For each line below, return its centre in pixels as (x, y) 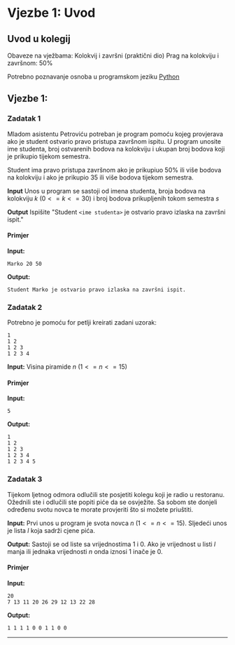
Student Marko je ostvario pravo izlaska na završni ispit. (97, 290)
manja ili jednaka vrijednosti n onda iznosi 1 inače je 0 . (85, 551)
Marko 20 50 (24, 264)
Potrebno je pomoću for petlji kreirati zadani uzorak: (82, 322)
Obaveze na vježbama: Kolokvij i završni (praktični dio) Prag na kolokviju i (113, 55)
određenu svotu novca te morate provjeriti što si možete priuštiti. (100, 509)
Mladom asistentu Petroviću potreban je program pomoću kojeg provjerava (115, 134)
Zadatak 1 (24, 118)
